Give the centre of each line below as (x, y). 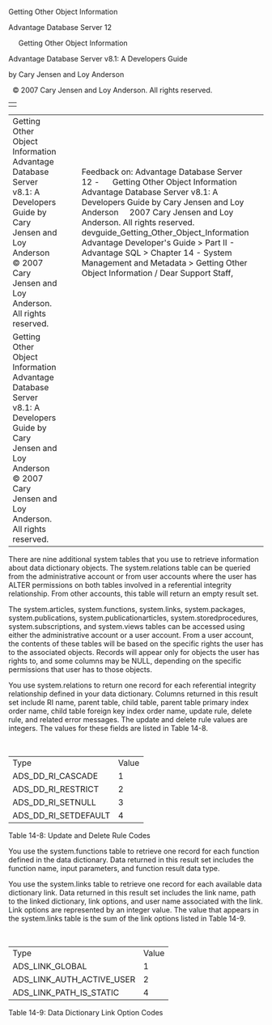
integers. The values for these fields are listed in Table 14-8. (108, 728)
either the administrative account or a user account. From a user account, (131, 635)
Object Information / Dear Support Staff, (157, 273)
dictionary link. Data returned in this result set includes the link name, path (132, 893)
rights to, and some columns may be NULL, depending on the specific (125, 661)
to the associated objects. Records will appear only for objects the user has (134, 652)
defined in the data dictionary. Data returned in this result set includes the (131, 860)
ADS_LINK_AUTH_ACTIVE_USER (74, 979)
